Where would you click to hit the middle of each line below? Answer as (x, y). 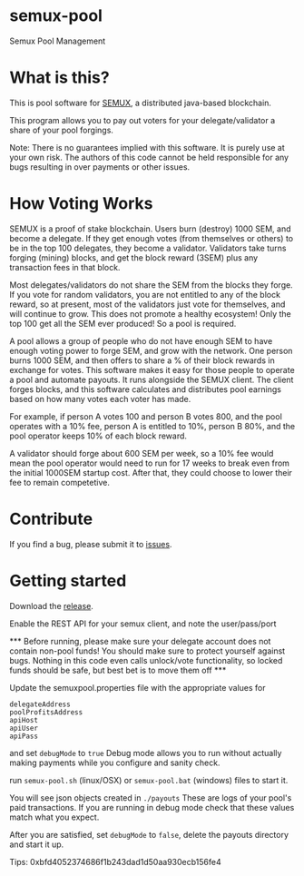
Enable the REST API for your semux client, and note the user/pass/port (143, 624)
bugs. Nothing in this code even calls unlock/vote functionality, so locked (146, 660)
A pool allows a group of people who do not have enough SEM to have (141, 340)
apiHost (24, 720)
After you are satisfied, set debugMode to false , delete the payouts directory (149, 834)
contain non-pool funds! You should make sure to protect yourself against (147, 651)
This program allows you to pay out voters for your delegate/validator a (142, 120)
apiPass (24, 736)
